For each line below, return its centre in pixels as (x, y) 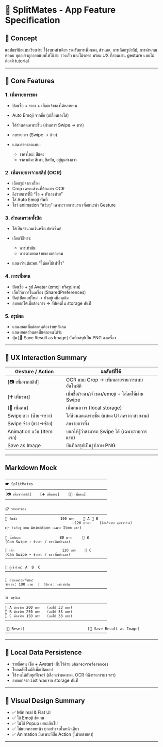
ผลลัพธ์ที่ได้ (111, 371)
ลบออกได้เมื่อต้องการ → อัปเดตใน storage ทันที (51, 303)
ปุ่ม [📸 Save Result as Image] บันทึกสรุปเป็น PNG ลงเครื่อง (64, 337)
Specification (33, 20)
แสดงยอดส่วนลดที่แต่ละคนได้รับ (37, 332)
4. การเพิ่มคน (18, 276)
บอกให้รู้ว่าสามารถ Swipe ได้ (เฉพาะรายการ (106, 431)
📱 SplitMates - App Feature (60, 10)
